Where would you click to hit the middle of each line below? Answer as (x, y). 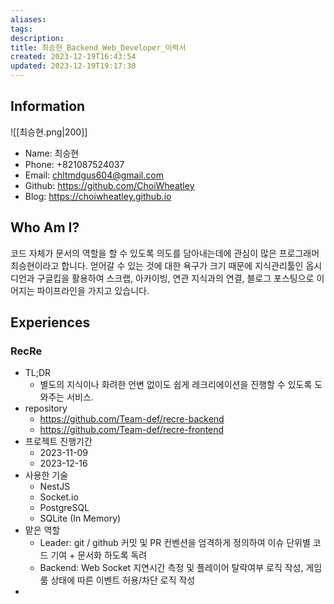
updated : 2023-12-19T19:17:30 (73, 66)
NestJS (55, 487)
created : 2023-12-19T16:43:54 (73, 57)
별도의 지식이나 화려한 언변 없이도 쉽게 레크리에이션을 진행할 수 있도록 (176, 385)
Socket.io (59, 497)
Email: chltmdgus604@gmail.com (94, 175)
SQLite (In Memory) (80, 518)
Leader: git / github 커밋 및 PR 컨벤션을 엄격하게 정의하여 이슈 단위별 (175, 543)
